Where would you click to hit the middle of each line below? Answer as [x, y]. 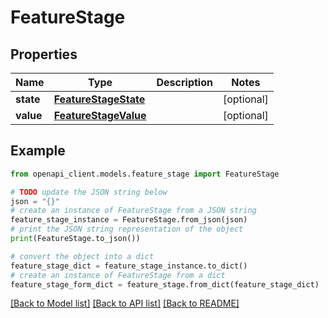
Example [38, 151]
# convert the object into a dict [82, 256]
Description [184, 82]
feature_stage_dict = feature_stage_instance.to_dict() [129, 266]
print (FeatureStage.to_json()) [75, 239]
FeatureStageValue [100, 115]
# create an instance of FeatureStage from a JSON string [133, 211]
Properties [44, 54]
